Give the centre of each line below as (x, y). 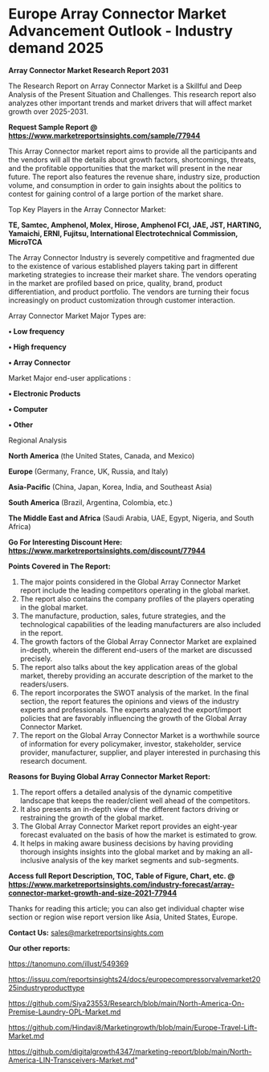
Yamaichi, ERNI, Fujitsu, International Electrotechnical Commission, (123, 233)
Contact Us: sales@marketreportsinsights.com (86, 932)
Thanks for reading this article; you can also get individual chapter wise (126, 908)
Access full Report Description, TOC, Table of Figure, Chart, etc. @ (122, 875)
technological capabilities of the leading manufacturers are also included (140, 624)
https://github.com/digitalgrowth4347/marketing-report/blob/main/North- (130, 1051)
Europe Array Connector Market (117, 14)
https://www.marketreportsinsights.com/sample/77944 (104, 135)
